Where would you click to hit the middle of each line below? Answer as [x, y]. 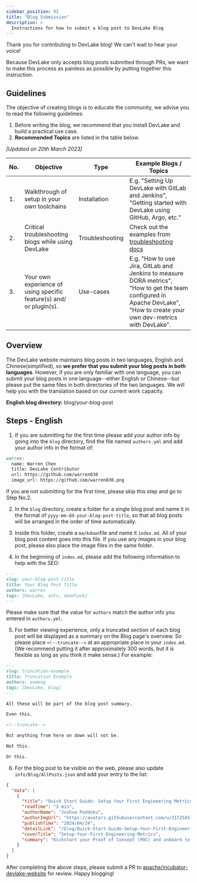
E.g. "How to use [152, 259]
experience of [44, 285]
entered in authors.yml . [34, 618]
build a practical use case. [46, 131]
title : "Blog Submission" [38, 17]
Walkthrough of [46, 192]
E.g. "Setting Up [151, 181]
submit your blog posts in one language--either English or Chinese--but [93, 378]
